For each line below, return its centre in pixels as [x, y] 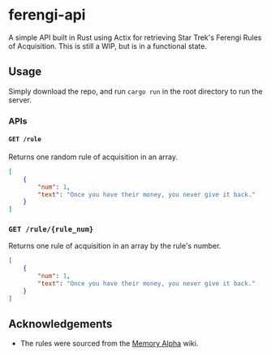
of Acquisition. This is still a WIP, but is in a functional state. [108, 46]
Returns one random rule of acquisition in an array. [93, 157]
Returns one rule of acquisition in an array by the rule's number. [115, 246]
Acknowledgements [60, 324]
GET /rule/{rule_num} [51, 230]
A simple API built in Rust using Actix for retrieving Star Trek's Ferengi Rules [135, 37]
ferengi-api [47, 15]
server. [20, 100]
